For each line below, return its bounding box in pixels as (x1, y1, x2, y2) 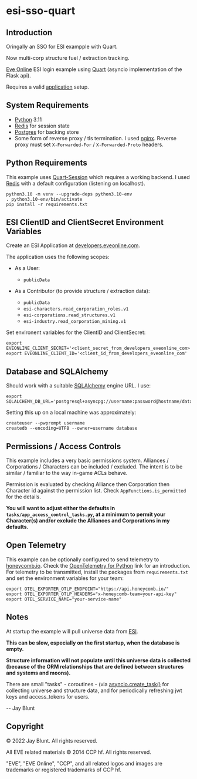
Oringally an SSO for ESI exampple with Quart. (6, 43, 118, 50)
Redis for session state (14, 122, 70, 129)
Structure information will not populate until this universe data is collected (6, 656, 191, 664)
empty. (6, 645, 24, 652)
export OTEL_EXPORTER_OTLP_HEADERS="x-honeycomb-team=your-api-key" (6, 591, 177, 597)
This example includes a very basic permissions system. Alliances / (6, 457, 169, 464)
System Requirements (6, 100, 89, 110)
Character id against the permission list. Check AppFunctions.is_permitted (6, 487, 186, 494)
